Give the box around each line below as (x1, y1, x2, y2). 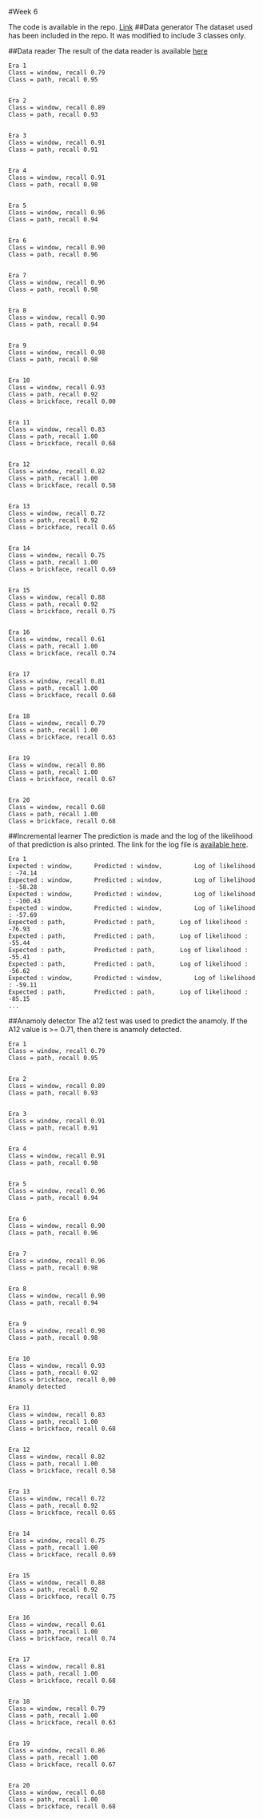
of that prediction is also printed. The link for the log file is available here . (8, 839, 249, 849)
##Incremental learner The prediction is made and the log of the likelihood (8, 831, 253, 840)
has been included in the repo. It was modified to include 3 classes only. (8, 31, 246, 40)
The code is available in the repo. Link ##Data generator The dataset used (8, 22, 253, 31)
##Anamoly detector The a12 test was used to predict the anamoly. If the (8, 1016, 248, 1026)
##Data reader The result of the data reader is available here (8, 46, 208, 55)
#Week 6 (8, 7, 38, 16)
